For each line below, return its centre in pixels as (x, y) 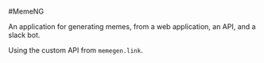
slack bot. (24, 35)
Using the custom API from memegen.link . (76, 50)
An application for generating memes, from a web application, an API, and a (132, 26)
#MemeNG (26, 11)
